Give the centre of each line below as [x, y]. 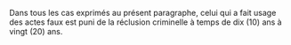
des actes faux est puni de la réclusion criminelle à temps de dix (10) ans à [145, 22]
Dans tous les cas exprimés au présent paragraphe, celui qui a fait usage [143, 13]
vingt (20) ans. [36, 31]
